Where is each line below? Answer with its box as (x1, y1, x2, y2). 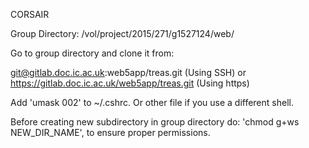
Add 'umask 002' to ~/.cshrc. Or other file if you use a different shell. (10, 97, 294, 108)
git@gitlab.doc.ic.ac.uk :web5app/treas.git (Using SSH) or (10, 67, 247, 78)
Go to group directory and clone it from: (10, 47, 175, 59)
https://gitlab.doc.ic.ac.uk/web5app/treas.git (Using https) (10, 77, 250, 89)
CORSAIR (10, 9, 50, 20)
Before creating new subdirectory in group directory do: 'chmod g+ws (10, 116, 300, 128)
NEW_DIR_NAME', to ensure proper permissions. (10, 127, 211, 138)
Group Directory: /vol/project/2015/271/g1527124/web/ (10, 28, 235, 39)
